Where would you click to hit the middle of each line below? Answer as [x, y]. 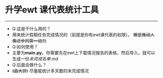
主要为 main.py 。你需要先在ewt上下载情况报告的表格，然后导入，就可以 [83, 52]
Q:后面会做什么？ [29, 65]
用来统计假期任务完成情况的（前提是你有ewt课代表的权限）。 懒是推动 [81, 35]
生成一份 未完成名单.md [35, 59]
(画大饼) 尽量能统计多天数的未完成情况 [50, 71]
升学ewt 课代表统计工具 [52, 10]
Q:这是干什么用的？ [31, 28]
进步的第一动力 [31, 40]
